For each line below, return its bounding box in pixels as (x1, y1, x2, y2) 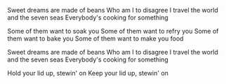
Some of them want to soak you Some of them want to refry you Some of (7, 27, 219, 35)
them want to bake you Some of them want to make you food (7, 34, 184, 43)
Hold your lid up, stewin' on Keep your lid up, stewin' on (7, 69, 168, 77)
